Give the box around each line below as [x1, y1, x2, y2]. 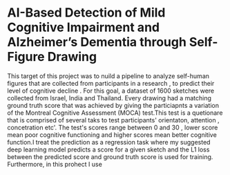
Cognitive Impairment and [7, 19, 160, 35]
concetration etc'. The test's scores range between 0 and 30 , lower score [7, 123, 218, 131]
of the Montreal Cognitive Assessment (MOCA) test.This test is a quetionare [7, 109, 223, 117]
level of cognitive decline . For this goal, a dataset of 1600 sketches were [7, 86, 215, 95]
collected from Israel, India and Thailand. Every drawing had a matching [7, 93, 212, 102]
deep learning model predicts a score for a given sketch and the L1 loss [7, 145, 210, 154]
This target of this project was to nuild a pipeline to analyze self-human [7, 71, 209, 80]
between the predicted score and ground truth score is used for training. [7, 152, 213, 160]
